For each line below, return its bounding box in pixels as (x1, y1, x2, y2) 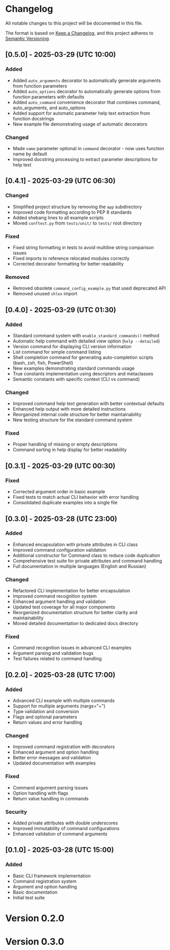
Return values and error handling (12, 719, 82, 725)
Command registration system (12, 878, 77, 884)
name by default (12, 151, 48, 157)
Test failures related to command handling (12, 656, 102, 662)
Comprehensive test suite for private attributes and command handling (12, 557, 162, 564)
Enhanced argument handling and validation (12, 598, 106, 605)
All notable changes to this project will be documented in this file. (5, 20, 143, 26)
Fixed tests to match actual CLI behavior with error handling (12, 494, 139, 500)
